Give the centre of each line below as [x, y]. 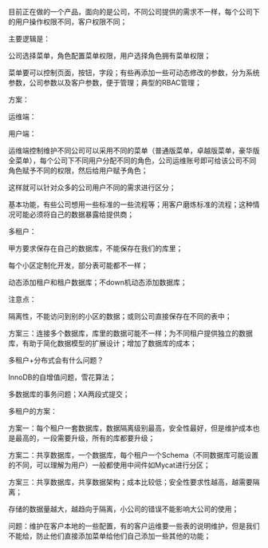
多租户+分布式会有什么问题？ [56, 360]
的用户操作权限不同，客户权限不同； [68, 22]
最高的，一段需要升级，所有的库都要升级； [85, 438]
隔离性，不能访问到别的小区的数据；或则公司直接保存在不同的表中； [120, 316]
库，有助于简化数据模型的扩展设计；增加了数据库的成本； [102, 343]
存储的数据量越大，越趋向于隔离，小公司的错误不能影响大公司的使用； [124, 509]
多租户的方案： [33, 411]
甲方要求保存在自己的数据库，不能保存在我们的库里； [96, 248]
